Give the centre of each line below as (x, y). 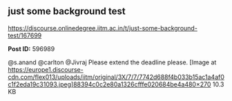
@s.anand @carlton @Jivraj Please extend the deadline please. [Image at (112, 62)
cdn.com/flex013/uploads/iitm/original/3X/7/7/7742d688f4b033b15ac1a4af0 (116, 77)
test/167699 (25, 35)
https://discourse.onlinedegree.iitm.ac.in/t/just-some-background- (103, 28)
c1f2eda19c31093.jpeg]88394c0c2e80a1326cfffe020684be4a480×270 (109, 84)
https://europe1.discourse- (46, 69)
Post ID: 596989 (31, 48)
